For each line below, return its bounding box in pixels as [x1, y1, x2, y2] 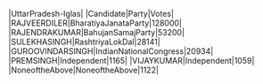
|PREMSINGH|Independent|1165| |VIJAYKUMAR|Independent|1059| [8, 56, 255, 65]
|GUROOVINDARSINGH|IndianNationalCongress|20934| [8, 46, 214, 57]
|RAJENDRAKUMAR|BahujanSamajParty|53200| [8, 27, 185, 37]
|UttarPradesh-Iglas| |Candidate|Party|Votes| [8, 9, 175, 19]
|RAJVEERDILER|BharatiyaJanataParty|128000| [8, 18, 183, 28]
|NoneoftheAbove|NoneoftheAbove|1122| [8, 65, 160, 75]
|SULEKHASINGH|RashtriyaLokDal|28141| [8, 36, 161, 47]
